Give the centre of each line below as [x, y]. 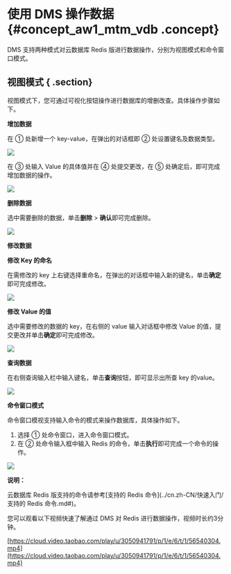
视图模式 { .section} [50, 82]
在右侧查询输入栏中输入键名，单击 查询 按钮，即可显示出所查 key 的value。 [113, 377]
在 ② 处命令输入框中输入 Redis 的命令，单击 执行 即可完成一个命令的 [115, 443]
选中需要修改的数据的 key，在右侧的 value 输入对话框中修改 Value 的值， [111, 326]
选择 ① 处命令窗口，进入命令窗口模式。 [75, 434]
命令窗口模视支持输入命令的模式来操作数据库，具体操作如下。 [95, 420]
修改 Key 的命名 [29, 260]
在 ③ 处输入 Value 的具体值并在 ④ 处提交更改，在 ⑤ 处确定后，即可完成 [114, 166]
